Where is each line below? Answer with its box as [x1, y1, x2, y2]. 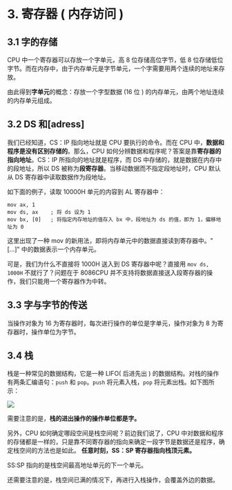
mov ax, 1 [7, 201, 36, 208]
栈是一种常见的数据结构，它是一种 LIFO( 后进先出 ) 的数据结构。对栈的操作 [7, 370, 220, 378]
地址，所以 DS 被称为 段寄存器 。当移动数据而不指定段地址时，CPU [19, 164, 207, 172]
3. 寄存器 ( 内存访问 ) [7, 6, 124, 22]
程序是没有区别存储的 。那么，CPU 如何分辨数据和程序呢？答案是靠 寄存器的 [7, 147, 222, 155]
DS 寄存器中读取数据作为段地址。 [14, 172, 110, 181]
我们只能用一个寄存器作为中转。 [19, 277, 110, 285]
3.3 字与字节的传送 [7, 299, 88, 311]
